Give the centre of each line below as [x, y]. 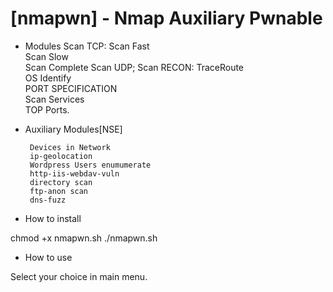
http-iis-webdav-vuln [74, 173]
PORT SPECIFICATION [71, 88]
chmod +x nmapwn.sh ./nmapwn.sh [84, 238]
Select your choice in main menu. [79, 276]
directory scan [61, 182]
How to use [48, 257]
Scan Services [54, 99]
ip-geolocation [61, 156]
